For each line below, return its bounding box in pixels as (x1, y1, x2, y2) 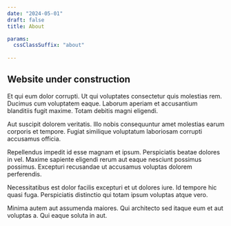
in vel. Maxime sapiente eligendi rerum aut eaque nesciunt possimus (7, 155, 202, 163)
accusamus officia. (7, 134, 61, 143)
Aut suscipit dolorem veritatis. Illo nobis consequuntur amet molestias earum (7, 120, 225, 128)
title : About (7, 23, 45, 30)
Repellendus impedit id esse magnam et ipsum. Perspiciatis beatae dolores (7, 147, 221, 156)
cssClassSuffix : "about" (13, 42, 85, 49)
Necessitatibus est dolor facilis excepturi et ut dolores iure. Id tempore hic (7, 183, 217, 192)
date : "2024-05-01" (7, 10, 63, 17)
